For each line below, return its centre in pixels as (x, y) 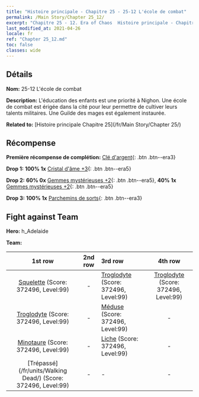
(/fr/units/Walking (43, 371)
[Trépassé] (43, 363)
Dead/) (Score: (43, 378)
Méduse (113, 307)
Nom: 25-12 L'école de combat (44, 89)
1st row (43, 261)
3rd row (112, 261)
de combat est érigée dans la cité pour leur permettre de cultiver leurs (92, 106)
